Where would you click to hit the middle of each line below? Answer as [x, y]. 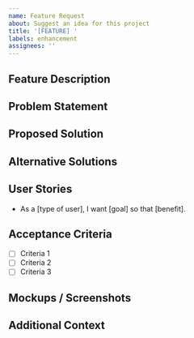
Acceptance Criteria [60, 234]
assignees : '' [32, 46]
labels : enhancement [43, 39]
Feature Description [59, 79]
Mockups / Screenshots [70, 298]
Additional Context [57, 325]
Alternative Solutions [63, 162]
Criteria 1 [35, 254]
